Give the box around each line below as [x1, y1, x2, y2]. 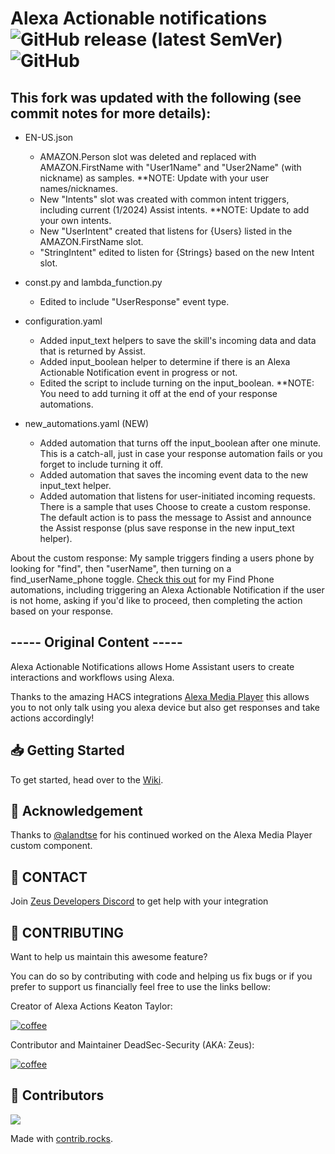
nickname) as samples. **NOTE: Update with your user [39, 172, 270, 184]
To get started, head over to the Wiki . [10, 773, 164, 786]
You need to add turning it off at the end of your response [39, 388, 278, 399]
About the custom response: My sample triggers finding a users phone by [10, 552, 315, 564]
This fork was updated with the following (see [10, 89, 302, 106]
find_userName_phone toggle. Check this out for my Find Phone [10, 573, 275, 585]
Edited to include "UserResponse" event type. [39, 296, 230, 307]
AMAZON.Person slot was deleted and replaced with [39, 151, 257, 162]
